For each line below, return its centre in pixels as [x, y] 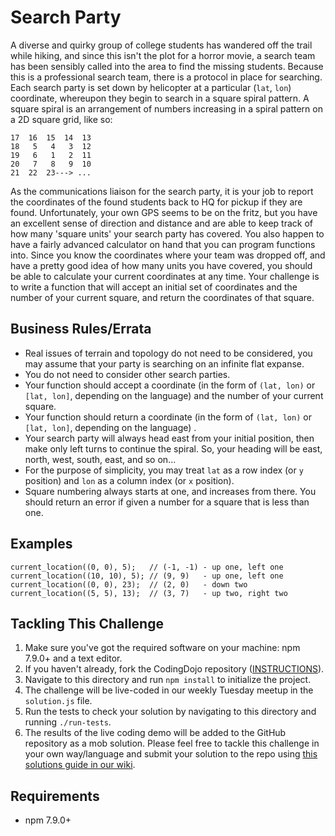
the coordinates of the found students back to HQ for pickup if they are [156, 202]
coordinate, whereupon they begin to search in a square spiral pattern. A [160, 98]
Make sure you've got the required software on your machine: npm [162, 648]
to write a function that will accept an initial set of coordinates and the [154, 287]
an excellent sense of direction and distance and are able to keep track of [162, 223]
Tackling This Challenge [87, 623]
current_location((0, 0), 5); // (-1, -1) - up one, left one [147, 567]
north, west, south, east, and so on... [100, 459]
